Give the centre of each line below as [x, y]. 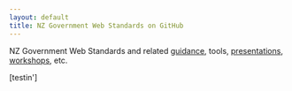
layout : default [39, 17]
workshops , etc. [38, 60]
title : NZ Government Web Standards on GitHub [96, 26]
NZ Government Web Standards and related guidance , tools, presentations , [146, 50]
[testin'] [23, 77]
